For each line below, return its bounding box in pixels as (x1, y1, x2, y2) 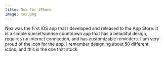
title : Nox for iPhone (5, 7, 52, 12)
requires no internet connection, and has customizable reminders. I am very (5, 35, 160, 42)
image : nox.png (5, 12, 37, 17)
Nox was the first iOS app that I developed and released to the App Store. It (5, 25, 159, 31)
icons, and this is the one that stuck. (5, 46, 79, 52)
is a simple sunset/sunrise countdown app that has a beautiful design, (5, 30, 148, 36)
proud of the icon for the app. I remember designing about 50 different (5, 41, 149, 47)
